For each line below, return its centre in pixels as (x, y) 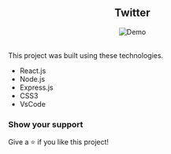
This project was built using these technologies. (86, 55)
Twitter (132, 13)
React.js (33, 71)
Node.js (32, 79)
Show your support (46, 124)
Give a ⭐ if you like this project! (58, 142)
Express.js (36, 87)
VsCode (32, 104)
